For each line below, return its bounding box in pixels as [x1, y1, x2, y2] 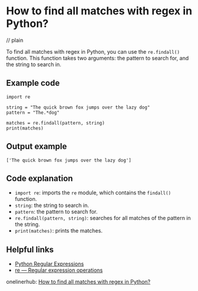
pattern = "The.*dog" [6, 109, 60, 116]
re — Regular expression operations [14, 267, 103, 274]
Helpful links [6, 244, 54, 255]
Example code [6, 78, 60, 88]
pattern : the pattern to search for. [14, 208, 98, 215]
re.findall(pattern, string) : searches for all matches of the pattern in [14, 215, 191, 222]
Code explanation [6, 173, 73, 183]
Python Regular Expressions [14, 261, 84, 268]
